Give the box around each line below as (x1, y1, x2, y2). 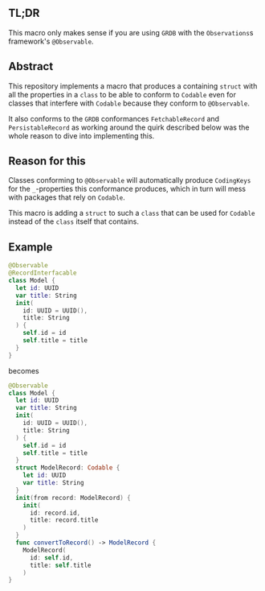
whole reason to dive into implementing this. (8, 130, 155, 140)
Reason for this (8, 155, 86, 168)
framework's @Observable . (8, 36, 94, 46)
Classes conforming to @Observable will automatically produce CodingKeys (8, 176, 251, 185)
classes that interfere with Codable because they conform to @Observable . (8, 98, 251, 108)
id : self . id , (29, 553, 74, 562)
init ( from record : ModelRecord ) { (15, 494, 131, 502)
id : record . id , (29, 509, 81, 517)
